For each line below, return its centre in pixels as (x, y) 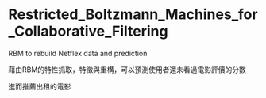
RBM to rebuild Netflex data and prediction (78, 53)
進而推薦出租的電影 (40, 86)
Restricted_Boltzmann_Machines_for (133, 15)
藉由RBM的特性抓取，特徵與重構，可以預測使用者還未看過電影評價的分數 (127, 70)
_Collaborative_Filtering (88, 31)
